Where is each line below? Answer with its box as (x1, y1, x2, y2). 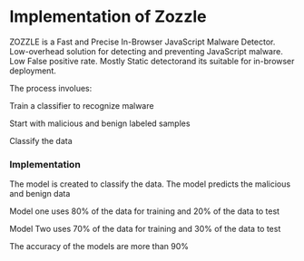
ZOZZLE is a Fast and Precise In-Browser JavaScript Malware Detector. (9, 36, 276, 47)
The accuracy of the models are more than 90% (9, 241, 189, 252)
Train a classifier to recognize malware (9, 100, 154, 111)
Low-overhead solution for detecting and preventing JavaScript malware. (9, 45, 283, 56)
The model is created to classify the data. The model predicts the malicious (9, 179, 291, 189)
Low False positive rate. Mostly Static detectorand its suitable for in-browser (9, 55, 295, 66)
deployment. (9, 65, 56, 76)
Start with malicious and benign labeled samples (9, 118, 191, 129)
